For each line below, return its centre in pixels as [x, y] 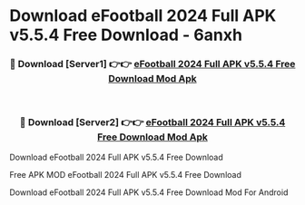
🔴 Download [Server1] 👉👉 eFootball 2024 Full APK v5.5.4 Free [152, 64]
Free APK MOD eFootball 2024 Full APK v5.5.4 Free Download [126, 174]
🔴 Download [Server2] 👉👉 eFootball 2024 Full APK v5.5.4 [152, 122]
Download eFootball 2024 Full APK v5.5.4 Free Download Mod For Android [149, 192]
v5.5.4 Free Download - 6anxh [126, 35]
